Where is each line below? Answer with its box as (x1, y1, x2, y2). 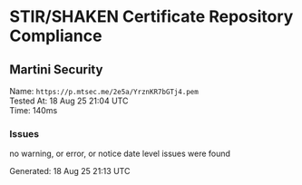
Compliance (9, 25, 102, 46)
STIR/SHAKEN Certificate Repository (9, 6, 294, 27)
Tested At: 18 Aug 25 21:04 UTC (9, 95, 129, 106)
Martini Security (9, 62, 103, 77)
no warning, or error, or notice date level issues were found (9, 148, 231, 160)
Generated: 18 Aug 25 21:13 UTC (9, 166, 131, 177)
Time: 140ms (9, 105, 58, 115)
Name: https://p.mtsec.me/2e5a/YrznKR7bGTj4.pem (9, 86, 200, 96)
